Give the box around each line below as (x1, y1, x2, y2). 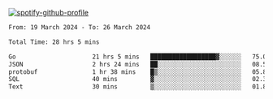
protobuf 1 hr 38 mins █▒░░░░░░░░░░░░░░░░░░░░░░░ (8, 67, 242, 76)
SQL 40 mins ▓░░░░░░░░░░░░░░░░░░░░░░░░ (8, 75, 242, 84)
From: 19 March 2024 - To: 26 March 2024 (8, 24, 151, 32)
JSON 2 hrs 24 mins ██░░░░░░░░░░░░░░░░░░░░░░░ (8, 60, 242, 68)
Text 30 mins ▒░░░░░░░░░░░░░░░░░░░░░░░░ (8, 83, 242, 91)
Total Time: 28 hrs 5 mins (8, 37, 100, 46)
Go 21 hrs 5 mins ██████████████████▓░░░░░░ (8, 53, 242, 61)
